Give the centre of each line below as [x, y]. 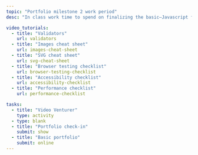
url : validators [37, 39]
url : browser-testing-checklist [56, 72]
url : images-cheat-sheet [47, 50]
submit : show [33, 132]
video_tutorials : [27, 28]
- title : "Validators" [39, 33]
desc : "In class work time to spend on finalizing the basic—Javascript [97, 17]
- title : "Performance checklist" [54, 88]
